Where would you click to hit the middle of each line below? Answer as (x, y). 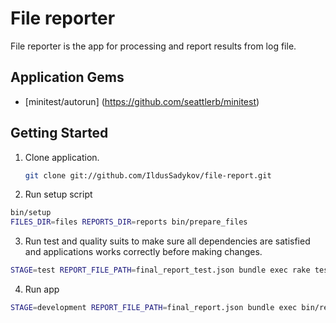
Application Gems (67, 77)
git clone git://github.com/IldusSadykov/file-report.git (148, 175)
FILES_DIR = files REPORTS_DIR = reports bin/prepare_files (129, 222)
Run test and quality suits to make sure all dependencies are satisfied (167, 241)
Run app (42, 289)
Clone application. (62, 157)
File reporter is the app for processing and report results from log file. (153, 46)
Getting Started (59, 133)
